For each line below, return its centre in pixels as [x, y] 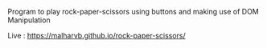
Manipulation [29, 20]
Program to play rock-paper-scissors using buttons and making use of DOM [133, 12]
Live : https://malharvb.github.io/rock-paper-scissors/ [97, 36]
